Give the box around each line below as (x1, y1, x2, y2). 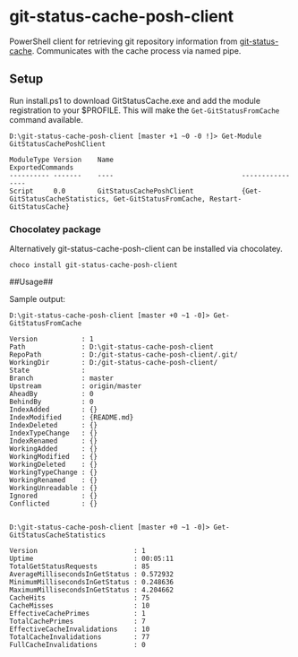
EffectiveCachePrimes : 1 (9, 609, 146, 618)
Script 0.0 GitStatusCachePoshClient (9, 186, 194, 195)
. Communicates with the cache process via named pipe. (31, 45, 242, 56)
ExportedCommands (9, 163, 74, 172)
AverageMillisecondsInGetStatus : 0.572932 (9, 570, 175, 579)
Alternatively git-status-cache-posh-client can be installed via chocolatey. (9, 244, 284, 255)
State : (9, 366, 87, 376)
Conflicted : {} (9, 499, 98, 508)
